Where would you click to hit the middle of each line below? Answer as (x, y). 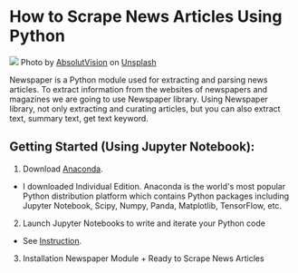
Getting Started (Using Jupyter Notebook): (132, 147)
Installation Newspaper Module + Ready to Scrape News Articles (143, 258)
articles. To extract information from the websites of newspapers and (139, 89)
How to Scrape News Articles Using (146, 17)
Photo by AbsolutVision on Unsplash (88, 62)
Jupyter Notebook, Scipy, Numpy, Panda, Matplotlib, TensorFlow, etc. (152, 205)
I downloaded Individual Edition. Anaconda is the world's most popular (154, 186)
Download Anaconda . (63, 169)
